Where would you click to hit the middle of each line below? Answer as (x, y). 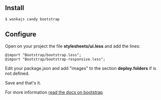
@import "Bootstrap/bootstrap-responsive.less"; (55, 59)
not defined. (17, 73)
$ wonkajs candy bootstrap (32, 19)
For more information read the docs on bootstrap (54, 92)
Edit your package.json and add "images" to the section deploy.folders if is (81, 68)
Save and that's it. (23, 83)
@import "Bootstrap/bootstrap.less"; (43, 55)
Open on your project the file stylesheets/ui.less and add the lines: (73, 46)
